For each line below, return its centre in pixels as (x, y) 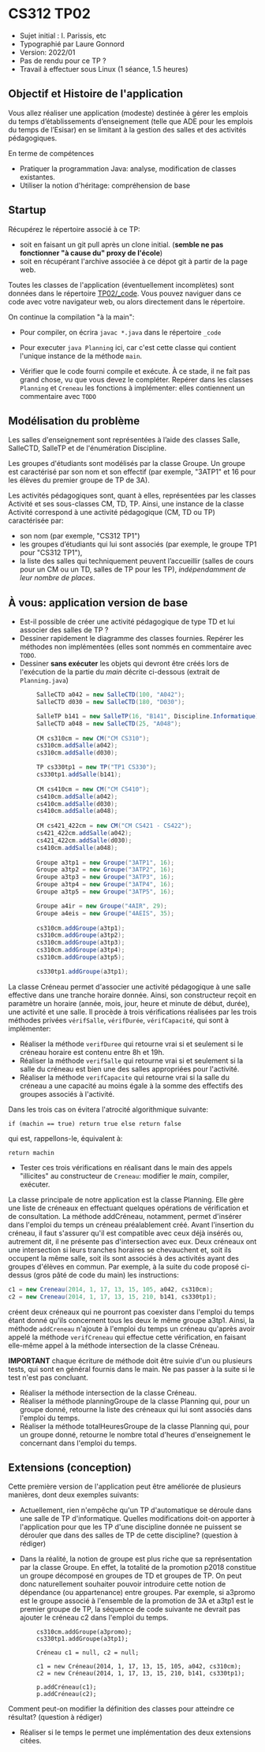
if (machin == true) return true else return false (95, 1124)
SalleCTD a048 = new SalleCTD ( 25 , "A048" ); (109, 723)
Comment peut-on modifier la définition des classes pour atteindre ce (121, 1709)
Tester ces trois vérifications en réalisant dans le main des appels (126, 1167)
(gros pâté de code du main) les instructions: (106, 1275)
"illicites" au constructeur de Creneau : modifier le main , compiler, (125, 1176)
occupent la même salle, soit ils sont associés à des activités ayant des (123, 1258)
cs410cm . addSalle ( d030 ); (77, 804)
